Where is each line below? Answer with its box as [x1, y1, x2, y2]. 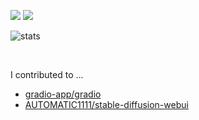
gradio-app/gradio [24, 88, 102, 100]
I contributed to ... [10, 69, 84, 80]
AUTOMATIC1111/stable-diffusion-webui [24, 99, 189, 110]
